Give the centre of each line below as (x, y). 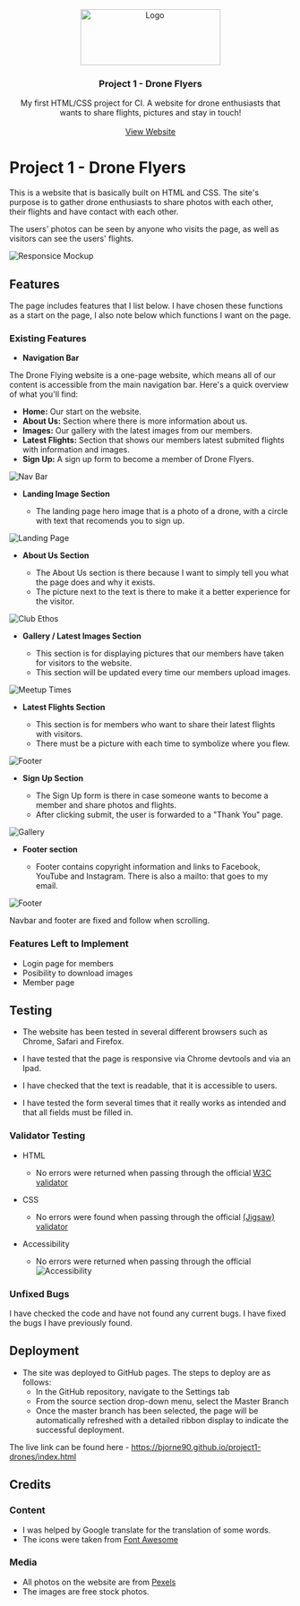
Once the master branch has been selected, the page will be (147, 1411)
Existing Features (48, 338)
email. (47, 886)
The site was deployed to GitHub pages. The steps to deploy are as (146, 1372)
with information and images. (76, 450)
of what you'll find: (44, 394)
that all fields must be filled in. (77, 1112)
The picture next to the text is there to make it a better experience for (163, 592)
